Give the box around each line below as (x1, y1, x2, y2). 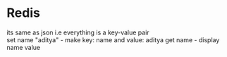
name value (6, 43, 40, 51)
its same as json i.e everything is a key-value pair (6, 28, 149, 37)
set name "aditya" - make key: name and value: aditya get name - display (6, 35, 220, 44)
